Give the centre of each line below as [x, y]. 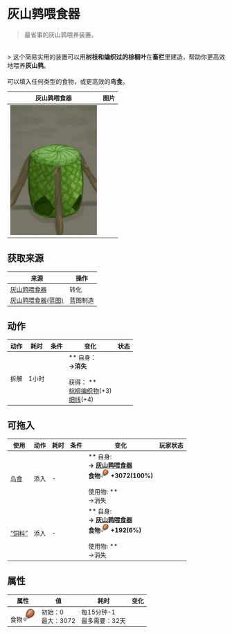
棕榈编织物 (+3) [90, 391]
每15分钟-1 [98, 612]
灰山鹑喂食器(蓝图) [37, 300]
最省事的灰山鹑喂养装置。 [61, 35]
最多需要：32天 [104, 621]
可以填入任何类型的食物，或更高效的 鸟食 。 [68, 81]
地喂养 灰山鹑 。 [28, 65]
